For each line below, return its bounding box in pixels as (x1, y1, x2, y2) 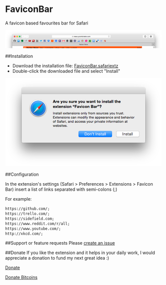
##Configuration (5, 171, 39, 177)
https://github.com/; (5, 206, 50, 211)
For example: (5, 196, 32, 202)
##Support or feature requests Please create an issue (5, 240, 115, 246)
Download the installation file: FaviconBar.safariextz (12, 62, 118, 68)
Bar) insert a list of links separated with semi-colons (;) (5, 186, 118, 192)
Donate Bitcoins (5, 274, 38, 280)
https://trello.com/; (5, 211, 50, 216)
